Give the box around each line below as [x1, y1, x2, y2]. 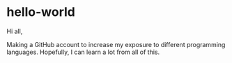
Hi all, [6, 27, 23, 35]
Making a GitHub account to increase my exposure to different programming [6, 40, 226, 48]
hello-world [6, 4, 76, 20]
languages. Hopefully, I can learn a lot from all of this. [6, 48, 160, 56]
